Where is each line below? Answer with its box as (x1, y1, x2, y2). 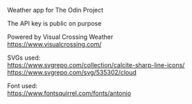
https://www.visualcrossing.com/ (7, 40, 102, 48)
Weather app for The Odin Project (7, 6, 104, 14)
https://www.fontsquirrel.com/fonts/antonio (7, 89, 132, 97)
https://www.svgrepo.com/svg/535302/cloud (7, 69, 137, 76)
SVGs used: (7, 53, 41, 62)
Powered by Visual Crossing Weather (7, 33, 114, 41)
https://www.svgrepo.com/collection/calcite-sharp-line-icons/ (7, 61, 185, 69)
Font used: (7, 82, 38, 89)
